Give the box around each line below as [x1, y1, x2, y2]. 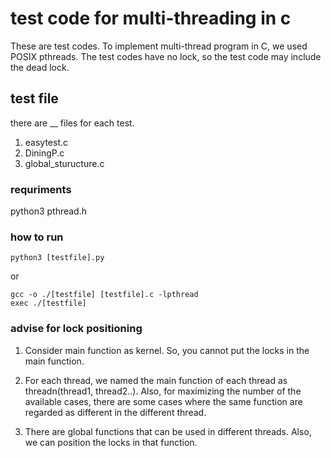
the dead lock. [10, 61, 70, 73]
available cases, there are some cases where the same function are [24, 395, 303, 407]
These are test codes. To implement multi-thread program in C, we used [10, 40, 308, 52]
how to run [10, 230, 64, 244]
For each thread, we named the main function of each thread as [24, 374, 288, 386]
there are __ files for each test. [10, 117, 135, 129]
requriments [10, 182, 72, 196]
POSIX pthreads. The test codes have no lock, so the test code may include [10, 50, 322, 62]
